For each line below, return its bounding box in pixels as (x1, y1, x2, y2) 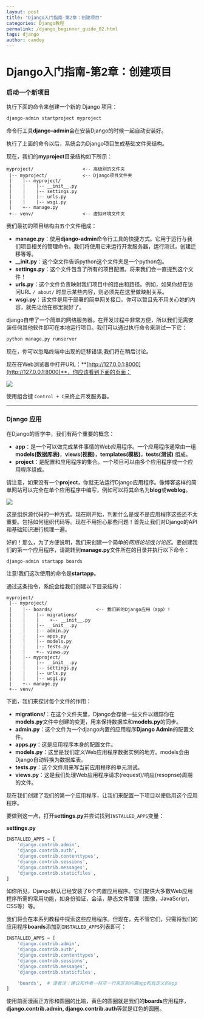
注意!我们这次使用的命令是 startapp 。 (6, 570, 100, 577)
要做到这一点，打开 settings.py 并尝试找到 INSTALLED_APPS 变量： (6, 812, 165, 819)
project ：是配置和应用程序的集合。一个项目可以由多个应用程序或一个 (15, 458, 188, 465)
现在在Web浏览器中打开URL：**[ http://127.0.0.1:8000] (6, 361, 141, 368)
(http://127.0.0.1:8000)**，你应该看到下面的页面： (6, 368, 132, 376)
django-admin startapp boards (6, 558, 83, 565)
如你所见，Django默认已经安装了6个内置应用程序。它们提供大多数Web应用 (6, 887, 193, 895)
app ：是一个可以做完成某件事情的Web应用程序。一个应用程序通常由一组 (15, 443, 196, 450)
